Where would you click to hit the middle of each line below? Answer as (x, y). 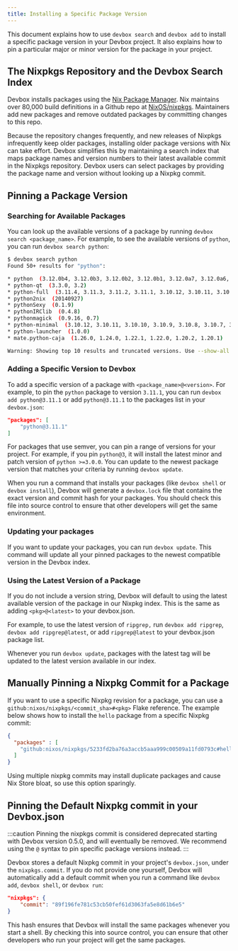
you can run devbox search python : (58, 247)
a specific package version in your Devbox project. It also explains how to (115, 41)
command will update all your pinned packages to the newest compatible (114, 554)
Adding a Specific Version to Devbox (72, 369)
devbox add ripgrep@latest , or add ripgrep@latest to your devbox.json (111, 632)
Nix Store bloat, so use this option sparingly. (72, 783)
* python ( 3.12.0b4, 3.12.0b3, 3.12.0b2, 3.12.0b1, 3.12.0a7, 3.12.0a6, (119, 278)
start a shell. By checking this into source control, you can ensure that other (118, 932)
